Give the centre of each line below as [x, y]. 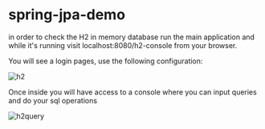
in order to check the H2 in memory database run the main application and [132, 37]
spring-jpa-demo [67, 15]
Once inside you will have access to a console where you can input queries [132, 92]
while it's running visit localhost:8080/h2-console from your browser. [123, 45]
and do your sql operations [53, 100]
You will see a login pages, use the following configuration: [106, 61]
